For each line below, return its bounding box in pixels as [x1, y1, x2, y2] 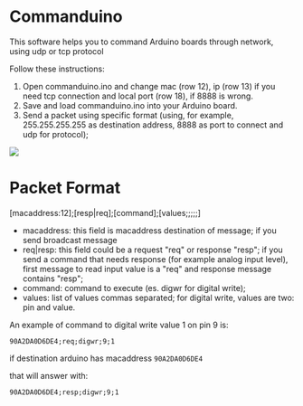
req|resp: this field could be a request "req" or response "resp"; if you [22, 244, 283, 255]
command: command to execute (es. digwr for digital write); [22, 282, 246, 293]
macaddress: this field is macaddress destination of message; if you [22, 224, 278, 236]
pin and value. [22, 301, 76, 313]
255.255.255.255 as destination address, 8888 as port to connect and [22, 119, 284, 130]
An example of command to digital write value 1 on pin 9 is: [9, 319, 229, 330]
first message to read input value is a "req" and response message [22, 263, 272, 274]
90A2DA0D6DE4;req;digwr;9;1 [9, 336, 116, 345]
